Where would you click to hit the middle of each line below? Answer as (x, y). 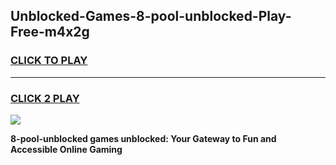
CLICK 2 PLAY (45, 98)
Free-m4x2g (50, 32)
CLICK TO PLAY (49, 61)
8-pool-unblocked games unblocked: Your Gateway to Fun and (143, 138)
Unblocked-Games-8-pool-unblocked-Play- (151, 16)
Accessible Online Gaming (66, 149)
